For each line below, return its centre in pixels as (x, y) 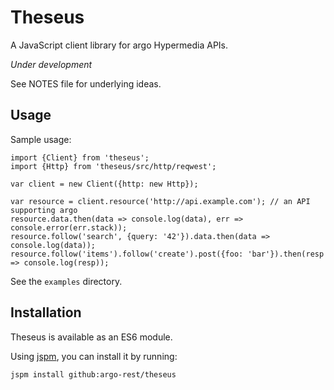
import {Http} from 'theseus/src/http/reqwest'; (113, 166)
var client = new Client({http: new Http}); (104, 184)
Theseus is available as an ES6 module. (91, 337)
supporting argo (44, 210)
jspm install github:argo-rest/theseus (93, 374)
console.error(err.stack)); (69, 227)
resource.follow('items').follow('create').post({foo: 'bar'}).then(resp (167, 254)
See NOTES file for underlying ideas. (86, 83)
